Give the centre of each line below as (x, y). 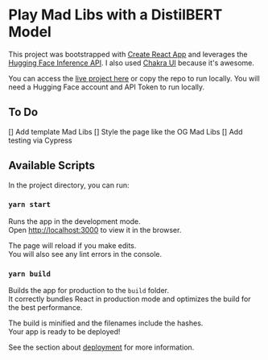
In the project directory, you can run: (69, 185)
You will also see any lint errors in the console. (85, 254)
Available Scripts (52, 166)
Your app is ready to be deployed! (64, 332)
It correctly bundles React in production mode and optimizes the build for (130, 299)
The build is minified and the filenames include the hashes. (106, 323)
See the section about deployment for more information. (101, 347)
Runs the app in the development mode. (74, 221)
